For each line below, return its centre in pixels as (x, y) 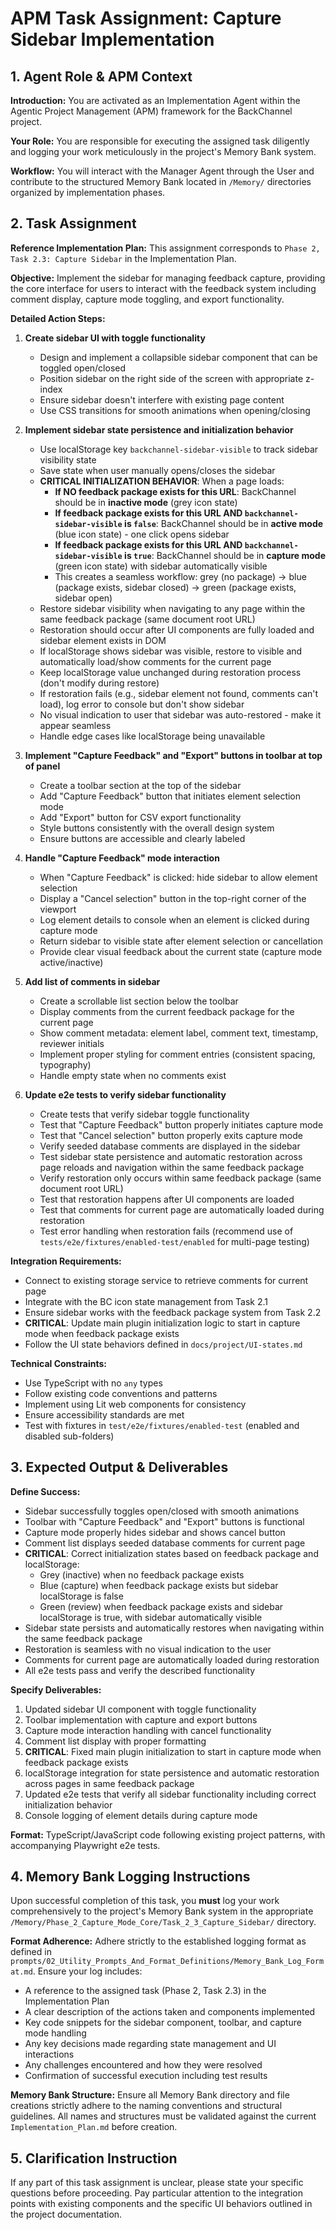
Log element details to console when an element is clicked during (174, 919)
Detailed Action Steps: (58, 318)
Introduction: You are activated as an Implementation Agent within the (155, 100)
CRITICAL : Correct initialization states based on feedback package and (171, 1553)
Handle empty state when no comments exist (133, 1075)
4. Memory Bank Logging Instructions (130, 1877)
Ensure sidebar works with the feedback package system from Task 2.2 (173, 1312)
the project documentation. (66, 2214)
